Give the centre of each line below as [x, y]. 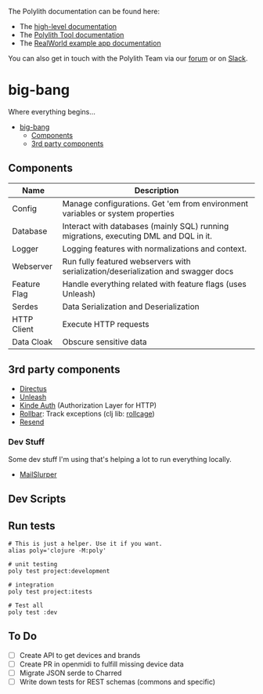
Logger [25, 249]
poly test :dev [33, 612]
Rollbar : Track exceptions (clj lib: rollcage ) [87, 413]
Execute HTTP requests [106, 324]
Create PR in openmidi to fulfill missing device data [101, 664]
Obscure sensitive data [104, 342]
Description [157, 190]
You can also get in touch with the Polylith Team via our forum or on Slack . [128, 58]
